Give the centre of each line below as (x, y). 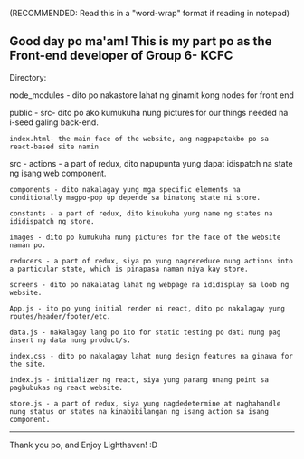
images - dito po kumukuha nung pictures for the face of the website (145, 237)
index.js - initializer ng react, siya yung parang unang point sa (139, 379)
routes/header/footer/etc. (60, 316)
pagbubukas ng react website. (66, 387)
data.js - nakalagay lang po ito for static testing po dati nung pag (145, 332)
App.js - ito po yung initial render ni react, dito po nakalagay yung (147, 308)
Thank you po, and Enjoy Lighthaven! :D (84, 445)
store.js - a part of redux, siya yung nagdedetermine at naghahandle (145, 403)
